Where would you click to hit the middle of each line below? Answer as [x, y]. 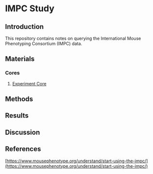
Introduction [25, 27]
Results [17, 116]
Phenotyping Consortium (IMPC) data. [44, 44]
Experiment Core [29, 83]
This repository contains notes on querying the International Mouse [73, 38]
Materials [20, 59]
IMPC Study [30, 9]
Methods [19, 99]
